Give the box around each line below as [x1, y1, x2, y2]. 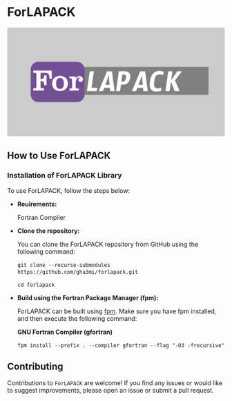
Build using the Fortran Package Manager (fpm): [17, 293, 159, 301]
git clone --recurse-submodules [17, 261, 110, 268]
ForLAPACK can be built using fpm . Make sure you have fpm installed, [17, 307, 217, 315]
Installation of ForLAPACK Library [7, 171, 122, 180]
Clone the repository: [17, 226, 80, 235]
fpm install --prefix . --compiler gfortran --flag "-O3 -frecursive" [17, 342, 225, 349]
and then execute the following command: [17, 314, 137, 322]
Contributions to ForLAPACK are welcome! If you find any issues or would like [7, 379, 223, 387]
